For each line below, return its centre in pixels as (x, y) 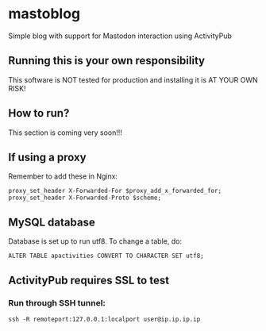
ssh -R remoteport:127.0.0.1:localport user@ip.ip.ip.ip (104, 319)
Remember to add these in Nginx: (63, 176)
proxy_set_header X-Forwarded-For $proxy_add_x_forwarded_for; (115, 191)
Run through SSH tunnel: (57, 302)
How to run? (39, 113)
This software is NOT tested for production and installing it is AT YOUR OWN (133, 79)
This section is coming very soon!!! (66, 133)
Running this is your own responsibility (106, 61)
